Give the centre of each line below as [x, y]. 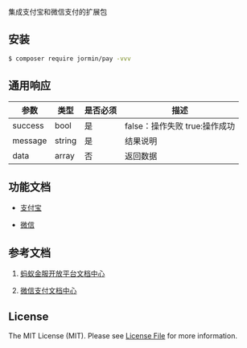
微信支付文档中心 [48, 291]
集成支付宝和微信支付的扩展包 [58, 12]
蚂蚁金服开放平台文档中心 [62, 274]
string [66, 141]
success [28, 125]
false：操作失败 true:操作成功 [180, 125]
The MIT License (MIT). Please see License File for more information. [123, 335]
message [30, 141]
